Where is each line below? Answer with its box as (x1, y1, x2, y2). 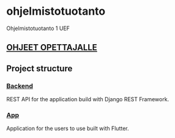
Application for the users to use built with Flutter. (6, 125, 130, 132)
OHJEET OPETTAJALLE (6, 42, 98, 53)
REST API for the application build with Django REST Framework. (6, 96, 169, 103)
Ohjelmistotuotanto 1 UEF (6, 25, 70, 32)
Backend (6, 82, 34, 90)
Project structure (6, 63, 73, 74)
